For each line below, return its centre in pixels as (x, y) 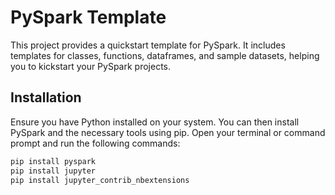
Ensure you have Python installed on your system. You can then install (155, 122)
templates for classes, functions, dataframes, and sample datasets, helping (165, 55)
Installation (46, 97)
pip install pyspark (53, 161)
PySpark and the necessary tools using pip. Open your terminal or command (168, 132)
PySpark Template (88, 17)
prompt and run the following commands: (95, 143)
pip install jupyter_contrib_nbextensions (100, 180)
